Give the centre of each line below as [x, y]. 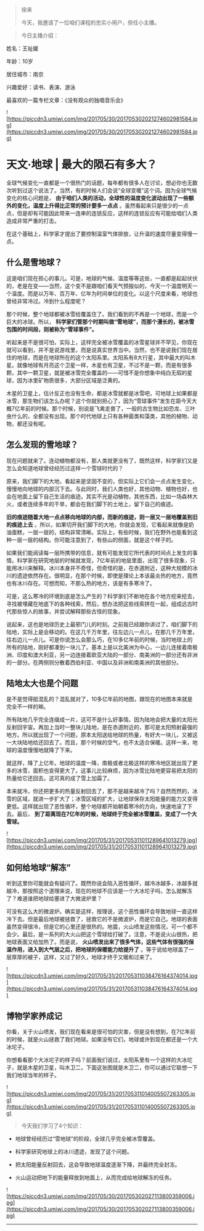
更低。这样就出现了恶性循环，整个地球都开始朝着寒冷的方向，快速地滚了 [97, 806]
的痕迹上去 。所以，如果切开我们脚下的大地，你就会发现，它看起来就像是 [97, 524]
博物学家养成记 [34, 1016]
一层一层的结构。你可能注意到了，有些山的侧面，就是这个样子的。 [94, 540]
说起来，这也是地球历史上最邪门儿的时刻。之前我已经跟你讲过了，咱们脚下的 [102, 624]
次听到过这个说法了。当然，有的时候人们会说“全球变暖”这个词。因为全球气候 [102, 190]
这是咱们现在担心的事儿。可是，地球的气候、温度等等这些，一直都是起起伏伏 [102, 278]
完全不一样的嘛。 [28, 707]
